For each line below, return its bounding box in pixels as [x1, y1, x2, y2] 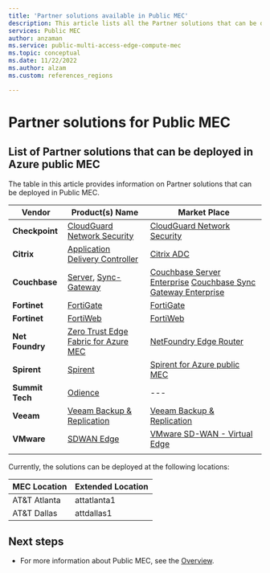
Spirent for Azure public [149, 358, 240, 370]
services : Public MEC [8, 27, 81, 35]
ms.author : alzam [8, 64, 67, 72]
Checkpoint [12, 225, 59, 236]
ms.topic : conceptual [8, 49, 81, 57]
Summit [12, 382, 43, 393]
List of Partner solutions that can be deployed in [8, 145, 254, 159]
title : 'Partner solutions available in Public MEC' [8, 11, 189, 20]
